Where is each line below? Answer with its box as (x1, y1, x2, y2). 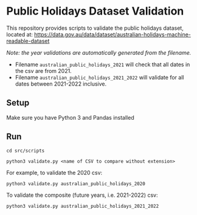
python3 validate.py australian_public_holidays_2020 (6, 180, 146, 186)
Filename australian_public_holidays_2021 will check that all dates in (15, 61, 190, 68)
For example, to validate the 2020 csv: (6, 169, 103, 176)
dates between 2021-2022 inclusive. (15, 80, 107, 87)
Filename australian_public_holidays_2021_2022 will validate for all (15, 73, 184, 81)
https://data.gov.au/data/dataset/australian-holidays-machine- (34, 30, 192, 38)
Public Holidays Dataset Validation (6, 4, 184, 18)
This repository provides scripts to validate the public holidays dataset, (6, 24, 184, 32)
